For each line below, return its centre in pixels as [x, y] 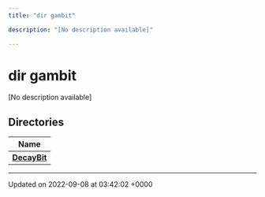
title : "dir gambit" [42, 15]
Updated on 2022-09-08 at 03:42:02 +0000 [80, 184]
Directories [36, 122]
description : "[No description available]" [81, 30]
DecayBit [30, 158]
